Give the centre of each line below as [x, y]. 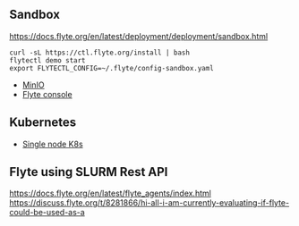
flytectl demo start [48, 60]
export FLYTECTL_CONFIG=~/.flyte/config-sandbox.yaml [112, 68]
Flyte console [47, 94]
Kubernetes [43, 123]
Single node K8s [52, 144]
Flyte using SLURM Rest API [89, 172]
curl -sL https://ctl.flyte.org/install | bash [100, 53]
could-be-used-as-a [47, 213]
